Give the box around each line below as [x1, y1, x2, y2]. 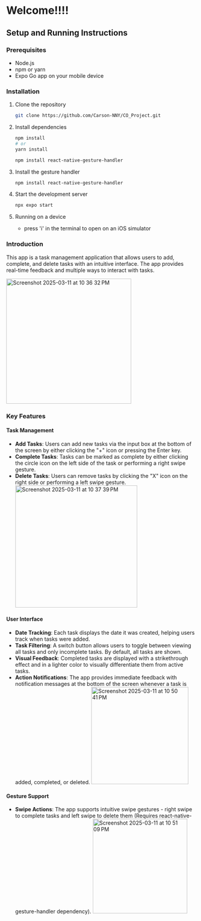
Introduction [6, 240, 43, 248]
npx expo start [14, 203, 54, 209]
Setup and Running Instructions [6, 28, 128, 38]
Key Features [6, 412, 46, 420]
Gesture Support [6, 792, 49, 799]
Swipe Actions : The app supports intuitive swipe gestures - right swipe [14, 806, 193, 813]
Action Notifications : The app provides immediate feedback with [14, 673, 178, 681]
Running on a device [14, 213, 66, 221]
